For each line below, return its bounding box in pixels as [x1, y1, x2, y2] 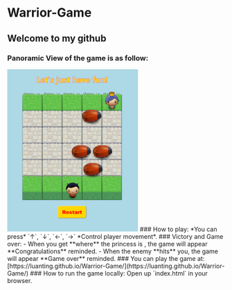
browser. [7, 276, 33, 284]
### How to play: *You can [139, 225, 217, 233]
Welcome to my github [7, 33, 107, 44]
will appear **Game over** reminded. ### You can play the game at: [7, 254, 205, 262]
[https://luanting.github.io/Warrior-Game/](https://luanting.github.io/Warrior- [7, 262, 225, 270]
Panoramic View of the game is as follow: [7, 53, 149, 63]
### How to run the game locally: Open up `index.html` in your [30, 269, 208, 278]
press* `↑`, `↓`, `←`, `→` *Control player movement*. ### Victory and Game [7, 232, 224, 240]
